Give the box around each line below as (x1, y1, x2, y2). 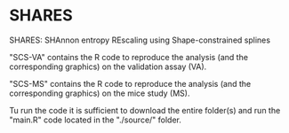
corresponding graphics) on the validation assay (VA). (9, 61, 207, 72)
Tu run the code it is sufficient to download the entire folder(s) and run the (9, 105, 281, 115)
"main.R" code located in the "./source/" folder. (9, 114, 182, 125)
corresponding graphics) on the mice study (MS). (9, 88, 190, 98)
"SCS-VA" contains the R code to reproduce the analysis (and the (9, 51, 249, 62)
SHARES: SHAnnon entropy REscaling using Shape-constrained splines (9, 35, 271, 45)
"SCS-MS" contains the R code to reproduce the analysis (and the (9, 78, 252, 89)
